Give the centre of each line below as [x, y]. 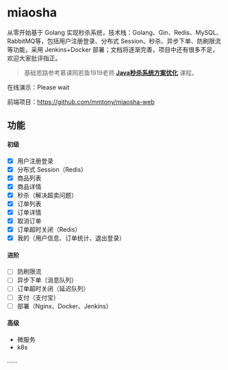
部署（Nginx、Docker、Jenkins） [64, 306]
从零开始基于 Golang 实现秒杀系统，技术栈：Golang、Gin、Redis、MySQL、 [115, 32]
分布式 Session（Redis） [52, 169]
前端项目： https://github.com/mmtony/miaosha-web [81, 101]
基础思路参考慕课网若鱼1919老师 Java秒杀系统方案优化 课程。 [111, 73]
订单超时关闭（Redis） [49, 230]
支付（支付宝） [38, 297]
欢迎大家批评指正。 [34, 58]
